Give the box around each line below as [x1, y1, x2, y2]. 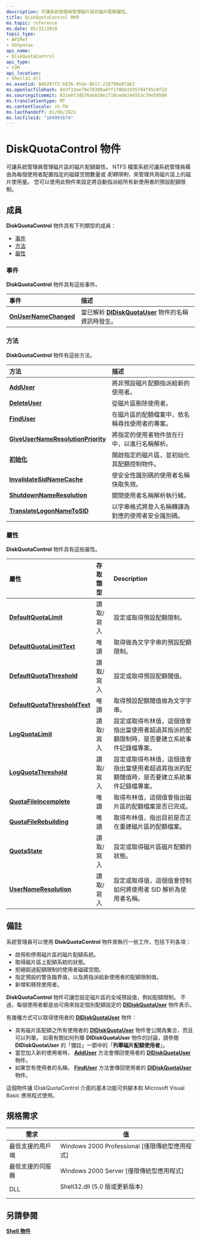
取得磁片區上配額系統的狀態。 [14, 958, 89, 966]
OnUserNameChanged [9, 312, 75, 321]
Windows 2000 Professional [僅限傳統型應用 [60, 1142, 186, 1150]
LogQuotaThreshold [9, 768, 68, 776]
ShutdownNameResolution [9, 491, 87, 499]
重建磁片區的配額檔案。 [119, 822, 186, 831]
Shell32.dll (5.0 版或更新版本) [60, 1182, 144, 1190]
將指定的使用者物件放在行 [111, 430, 184, 439]
